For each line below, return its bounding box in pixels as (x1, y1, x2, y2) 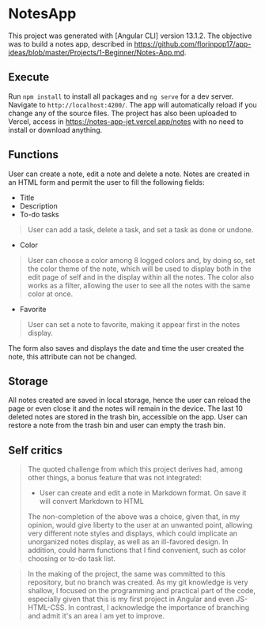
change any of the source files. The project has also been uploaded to (8, 108, 237, 118)
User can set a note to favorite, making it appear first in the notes (27, 319, 240, 329)
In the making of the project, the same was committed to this (27, 570, 225, 579)
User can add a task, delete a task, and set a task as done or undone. (27, 224, 254, 234)
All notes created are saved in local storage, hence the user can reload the (8, 396, 251, 405)
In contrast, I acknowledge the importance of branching (68, 603, 250, 612)
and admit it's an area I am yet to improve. (27, 611, 165, 621)
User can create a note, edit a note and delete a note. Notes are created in (8, 169, 251, 179)
